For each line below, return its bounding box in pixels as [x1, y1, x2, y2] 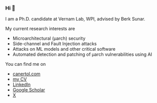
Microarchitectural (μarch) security [12, 35, 86, 42]
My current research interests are [5, 26, 75, 32]
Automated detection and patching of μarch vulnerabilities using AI [12, 51, 152, 57]
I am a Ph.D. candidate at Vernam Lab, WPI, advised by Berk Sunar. [5, 16, 145, 22]
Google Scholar [12, 87, 46, 93]
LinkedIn [12, 81, 31, 87]
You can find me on [5, 61, 46, 67]
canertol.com [12, 71, 41, 77]
